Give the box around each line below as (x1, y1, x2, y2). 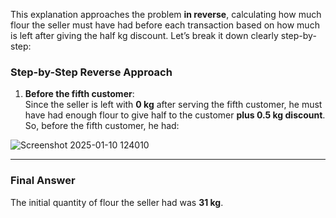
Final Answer (10, 174, 76, 188)
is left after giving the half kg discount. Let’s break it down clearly (10, 30, 279, 41)
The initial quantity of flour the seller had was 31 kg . (10, 196, 224, 208)
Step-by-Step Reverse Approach (10, 65, 173, 79)
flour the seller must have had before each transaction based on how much (10, 19, 320, 31)
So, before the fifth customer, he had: (24, 120, 180, 132)
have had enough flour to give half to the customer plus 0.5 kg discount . (24, 109, 326, 121)
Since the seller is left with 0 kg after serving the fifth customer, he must (24, 99, 323, 111)
